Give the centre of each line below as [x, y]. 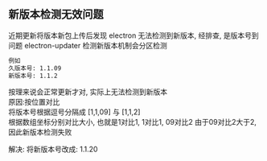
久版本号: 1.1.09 [35, 68]
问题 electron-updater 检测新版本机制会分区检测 [88, 45]
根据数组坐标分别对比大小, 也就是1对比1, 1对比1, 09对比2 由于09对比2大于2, [133, 122]
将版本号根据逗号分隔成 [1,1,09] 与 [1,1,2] [74, 112]
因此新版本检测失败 [40, 132]
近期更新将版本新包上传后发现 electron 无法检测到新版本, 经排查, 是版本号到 [133, 35]
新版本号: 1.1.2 [33, 76]
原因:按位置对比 [34, 102]
